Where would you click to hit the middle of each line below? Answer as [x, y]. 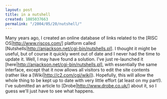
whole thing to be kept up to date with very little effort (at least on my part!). [84, 80]
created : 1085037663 [27, 19]
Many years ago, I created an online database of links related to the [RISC [81, 38]
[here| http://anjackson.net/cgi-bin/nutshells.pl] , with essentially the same [81, 64]
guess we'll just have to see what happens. [50, 91]
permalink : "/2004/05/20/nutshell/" [44, 24]
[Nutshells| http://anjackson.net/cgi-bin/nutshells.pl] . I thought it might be [81, 48]
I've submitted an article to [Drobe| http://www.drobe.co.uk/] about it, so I [81, 86]
